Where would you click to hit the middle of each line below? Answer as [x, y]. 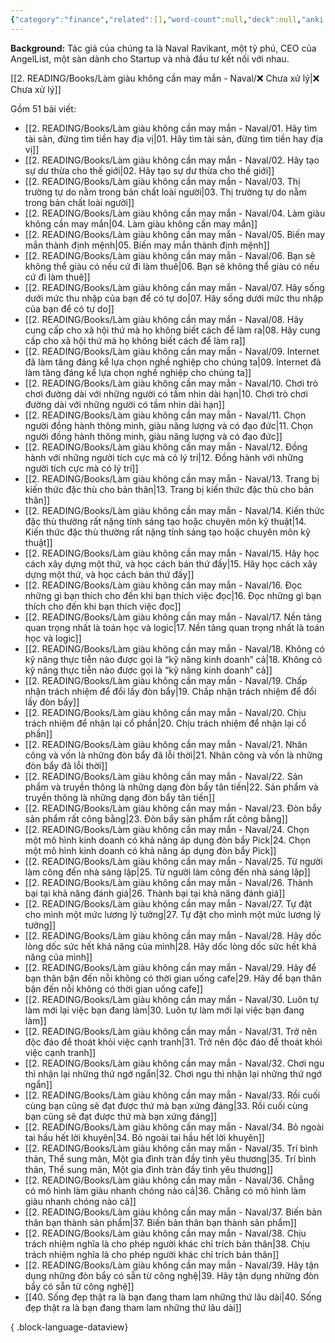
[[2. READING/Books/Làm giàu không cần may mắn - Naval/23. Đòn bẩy [173, 808]
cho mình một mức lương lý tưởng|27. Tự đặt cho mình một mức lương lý [173, 914]
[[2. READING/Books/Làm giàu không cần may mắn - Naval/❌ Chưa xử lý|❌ [165, 78]
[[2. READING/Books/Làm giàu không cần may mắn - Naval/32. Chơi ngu [174, 1063]
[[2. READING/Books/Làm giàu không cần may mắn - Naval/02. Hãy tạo [172, 160]
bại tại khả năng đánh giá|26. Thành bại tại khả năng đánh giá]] [155, 893]
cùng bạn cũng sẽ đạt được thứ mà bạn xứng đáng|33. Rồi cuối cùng [166, 1105]
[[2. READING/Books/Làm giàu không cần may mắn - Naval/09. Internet [172, 351]
